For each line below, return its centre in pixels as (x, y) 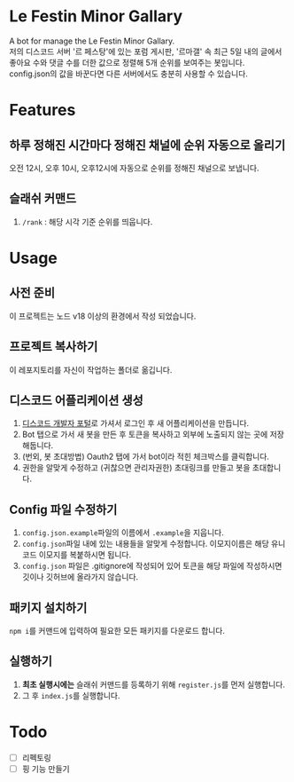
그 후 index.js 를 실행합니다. (71, 695)
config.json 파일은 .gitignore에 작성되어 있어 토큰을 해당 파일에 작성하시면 (152, 566)
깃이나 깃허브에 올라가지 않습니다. (80, 577)
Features (43, 111)
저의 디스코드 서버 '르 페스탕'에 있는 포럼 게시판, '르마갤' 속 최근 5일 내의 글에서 (146, 51)
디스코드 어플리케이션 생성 (76, 400)
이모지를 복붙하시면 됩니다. (85, 555)
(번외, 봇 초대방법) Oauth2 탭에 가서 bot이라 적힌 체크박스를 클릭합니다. (146, 457)
